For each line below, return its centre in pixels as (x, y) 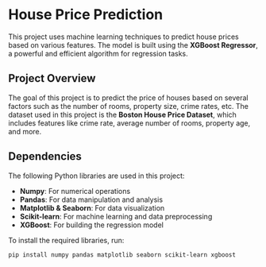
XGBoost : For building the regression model (92, 225)
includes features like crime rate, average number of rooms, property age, (129, 123)
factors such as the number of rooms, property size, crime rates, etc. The (128, 106)
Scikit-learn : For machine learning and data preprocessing (116, 216)
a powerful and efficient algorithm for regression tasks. (98, 53)
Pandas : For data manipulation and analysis (91, 199)
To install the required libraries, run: (66, 240)
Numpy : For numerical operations (75, 191)
